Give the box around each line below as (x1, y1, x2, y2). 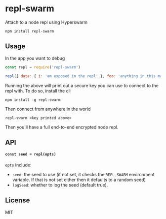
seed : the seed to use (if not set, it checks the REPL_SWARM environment (12, 172, 155, 178)
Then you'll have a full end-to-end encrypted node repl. (5, 124, 119, 130)
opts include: (5, 162, 32, 168)
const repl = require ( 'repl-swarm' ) (5, 64, 81, 69)
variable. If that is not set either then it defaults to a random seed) (12, 177, 146, 183)
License (5, 196, 30, 205)
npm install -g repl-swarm (5, 97, 61, 102)
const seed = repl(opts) (5, 152, 56, 157)
